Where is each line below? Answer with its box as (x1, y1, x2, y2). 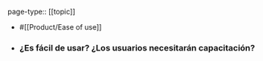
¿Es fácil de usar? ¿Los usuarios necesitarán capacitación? (18, 42, 255, 53)
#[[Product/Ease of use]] (18, 22, 102, 31)
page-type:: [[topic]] (7, 7, 76, 16)
